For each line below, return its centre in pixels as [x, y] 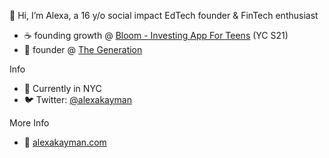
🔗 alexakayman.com [65, 142]
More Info [29, 123]
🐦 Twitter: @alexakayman [77, 99]
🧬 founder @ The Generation [83, 49]
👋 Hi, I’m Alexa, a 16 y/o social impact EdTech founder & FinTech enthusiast [164, 15]
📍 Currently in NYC [62, 88]
